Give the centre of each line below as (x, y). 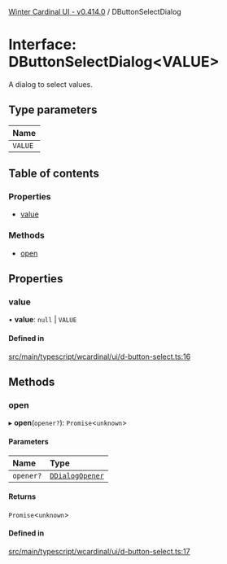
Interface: (43, 45)
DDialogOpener (77, 476)
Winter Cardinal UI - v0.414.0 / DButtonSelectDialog (95, 12)
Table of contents (54, 174)
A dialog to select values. (51, 84)
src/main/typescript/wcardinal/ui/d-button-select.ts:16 (100, 356)
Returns (22, 496)
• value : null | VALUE (43, 320)
